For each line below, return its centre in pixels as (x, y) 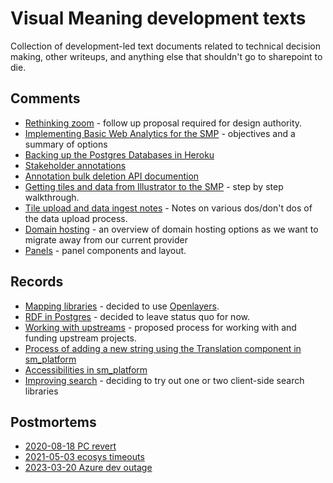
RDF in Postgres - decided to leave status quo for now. (137, 316)
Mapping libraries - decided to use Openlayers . (122, 306)
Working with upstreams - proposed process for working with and (160, 327)
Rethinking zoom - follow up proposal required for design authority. (163, 123)
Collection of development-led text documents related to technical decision (165, 46)
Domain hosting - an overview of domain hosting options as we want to (171, 229)
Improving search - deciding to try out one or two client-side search (164, 380)
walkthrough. (52, 197)
